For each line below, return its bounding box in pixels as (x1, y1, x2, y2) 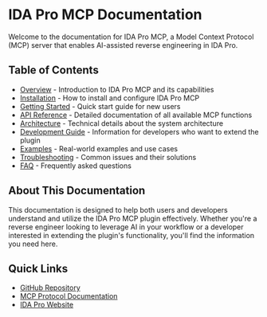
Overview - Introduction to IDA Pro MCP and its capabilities (19, 84, 214, 94)
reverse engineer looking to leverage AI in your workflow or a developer (8, 221, 245, 232)
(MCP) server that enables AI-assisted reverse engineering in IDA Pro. (8, 40, 238, 49)
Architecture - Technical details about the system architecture (19, 118, 224, 128)
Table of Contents (8, 64, 100, 77)
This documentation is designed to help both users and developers (8, 205, 229, 214)
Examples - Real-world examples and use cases (19, 143, 179, 153)
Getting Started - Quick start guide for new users (19, 101, 181, 111)
